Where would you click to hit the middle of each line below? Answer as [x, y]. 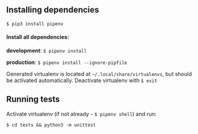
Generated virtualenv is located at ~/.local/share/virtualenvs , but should [99, 74]
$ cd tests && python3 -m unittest [51, 125]
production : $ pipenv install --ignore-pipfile [67, 62]
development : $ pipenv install [47, 51]
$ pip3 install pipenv [35, 24]
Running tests [33, 99]
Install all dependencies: [38, 37]
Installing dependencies [53, 10]
